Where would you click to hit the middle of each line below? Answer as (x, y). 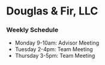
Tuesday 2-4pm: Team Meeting (54, 49)
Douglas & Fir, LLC (52, 11)
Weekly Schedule (32, 30)
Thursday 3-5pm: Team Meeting (55, 56)
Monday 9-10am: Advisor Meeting (57, 43)
